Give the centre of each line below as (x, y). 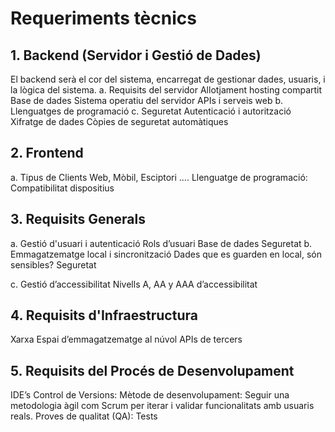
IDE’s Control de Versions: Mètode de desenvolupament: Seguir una (150, 395)
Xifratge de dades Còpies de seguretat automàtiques (119, 121)
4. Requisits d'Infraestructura (104, 315)
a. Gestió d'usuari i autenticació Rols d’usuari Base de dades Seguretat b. (161, 243)
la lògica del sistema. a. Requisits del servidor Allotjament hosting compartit (166, 90)
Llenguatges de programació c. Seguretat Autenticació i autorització (151, 111)
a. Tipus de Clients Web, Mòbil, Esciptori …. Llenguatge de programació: (159, 177)
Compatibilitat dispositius (62, 188)
